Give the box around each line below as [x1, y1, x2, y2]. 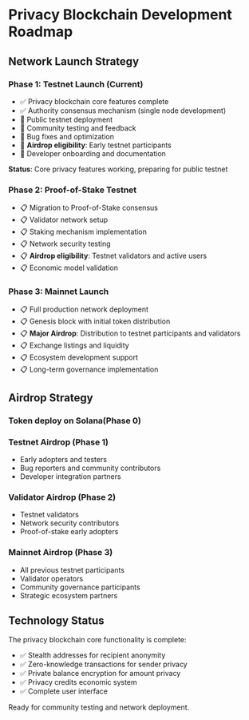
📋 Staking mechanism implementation [19, 227, 148, 237]
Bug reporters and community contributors [19, 463, 161, 473]
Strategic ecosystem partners [19, 590, 118, 600]
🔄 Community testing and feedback [19, 123, 136, 133]
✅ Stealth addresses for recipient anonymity [19, 650, 166, 660]
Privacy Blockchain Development [8, 6, 233, 24]
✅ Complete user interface [19, 686, 108, 696]
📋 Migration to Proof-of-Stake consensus [19, 203, 158, 213]
